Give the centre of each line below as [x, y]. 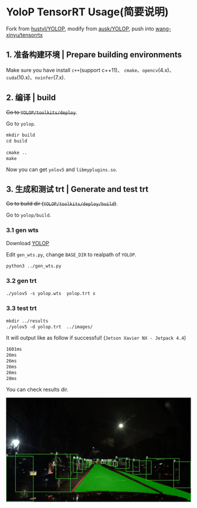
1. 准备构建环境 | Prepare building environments [94, 55]
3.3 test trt [21, 308]
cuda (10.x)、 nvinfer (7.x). [36, 77]
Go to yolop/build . [29, 215]
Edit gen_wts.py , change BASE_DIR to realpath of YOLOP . [71, 254]
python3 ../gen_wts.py [34, 266]
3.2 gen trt [21, 280]
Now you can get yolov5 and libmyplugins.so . [62, 169]
